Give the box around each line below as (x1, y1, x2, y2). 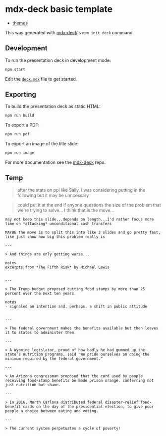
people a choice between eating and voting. (5, 408, 99, 414)
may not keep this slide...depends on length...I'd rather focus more (5, 217, 154, 222)
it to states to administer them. (5, 330, 77, 335)
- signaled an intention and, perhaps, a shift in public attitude (5, 304, 148, 309)
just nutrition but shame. (5, 382, 61, 387)
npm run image (5, 150, 35, 155)
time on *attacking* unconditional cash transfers (5, 221, 112, 226)
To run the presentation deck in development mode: (5, 57, 111, 63)
